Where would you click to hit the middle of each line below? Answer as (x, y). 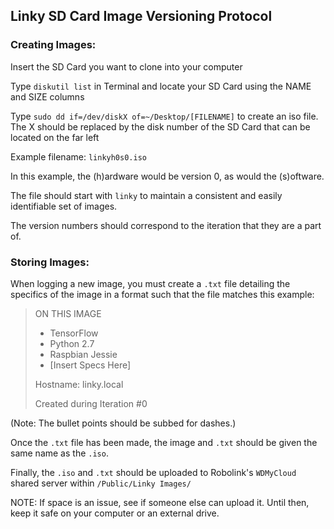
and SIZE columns (47, 96)
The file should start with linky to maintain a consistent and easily (146, 195)
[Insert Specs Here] (90, 365)
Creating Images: (53, 45)
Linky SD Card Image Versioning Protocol (141, 16)
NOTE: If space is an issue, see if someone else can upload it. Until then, (160, 502)
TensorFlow (74, 333)
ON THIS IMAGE (68, 313)
